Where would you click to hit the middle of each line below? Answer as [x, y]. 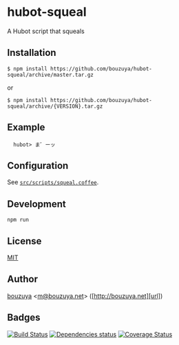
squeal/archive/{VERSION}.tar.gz [55, 106]
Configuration [38, 165]
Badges [24, 318]
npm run [18, 220]
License [24, 241]
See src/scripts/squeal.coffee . [53, 182]
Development [37, 204]
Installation [32, 53]
